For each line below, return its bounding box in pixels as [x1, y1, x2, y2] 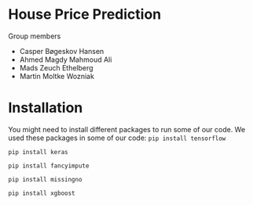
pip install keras [8, 148, 68, 156]
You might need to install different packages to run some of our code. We [8, 124, 246, 134]
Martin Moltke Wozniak [19, 71, 94, 81]
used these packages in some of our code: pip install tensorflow [8, 133, 226, 142]
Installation [8, 99, 83, 117]
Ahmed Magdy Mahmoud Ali [19, 55, 112, 64]
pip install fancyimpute [8, 162, 90, 170]
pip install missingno [8, 175, 82, 183]
